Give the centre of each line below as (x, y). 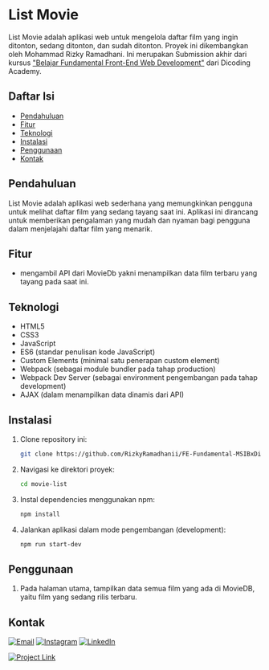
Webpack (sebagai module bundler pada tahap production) (118, 369)
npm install (40, 514)
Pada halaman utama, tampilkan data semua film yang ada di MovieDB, (137, 589)
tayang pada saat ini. (55, 282)
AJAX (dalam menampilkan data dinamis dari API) (102, 394)
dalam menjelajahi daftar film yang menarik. (80, 229)
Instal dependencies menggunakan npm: (87, 499)
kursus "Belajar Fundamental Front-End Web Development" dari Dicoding (130, 63)
